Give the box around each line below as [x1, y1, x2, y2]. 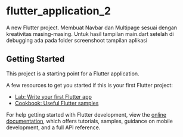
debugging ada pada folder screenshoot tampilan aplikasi [6, 36, 148, 44]
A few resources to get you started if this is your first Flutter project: [6, 81, 173, 89]
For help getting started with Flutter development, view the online [6, 111, 167, 118]
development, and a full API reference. [6, 124, 101, 131]
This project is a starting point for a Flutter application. [6, 70, 139, 77]
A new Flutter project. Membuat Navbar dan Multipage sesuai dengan [6, 24, 178, 31]
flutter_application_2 [6, 4, 111, 18]
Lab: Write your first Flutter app [14, 93, 92, 100]
